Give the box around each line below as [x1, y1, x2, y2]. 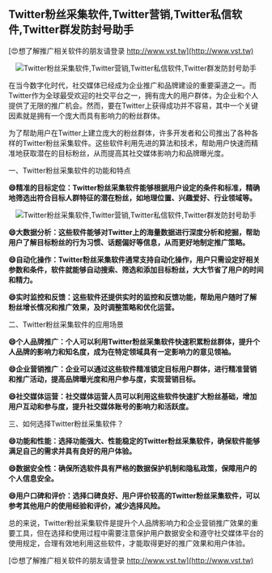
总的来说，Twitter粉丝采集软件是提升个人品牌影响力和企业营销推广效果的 [8, 518, 252, 528]
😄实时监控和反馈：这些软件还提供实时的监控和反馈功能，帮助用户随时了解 [8, 292, 257, 301]
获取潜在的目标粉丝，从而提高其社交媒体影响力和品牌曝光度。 [22, 148, 228, 158]
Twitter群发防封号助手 [23, 23, 134, 36]
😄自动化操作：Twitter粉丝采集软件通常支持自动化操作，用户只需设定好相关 [8, 254, 261, 264]
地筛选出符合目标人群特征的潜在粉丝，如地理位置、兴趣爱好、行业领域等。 [8, 193, 257, 203]
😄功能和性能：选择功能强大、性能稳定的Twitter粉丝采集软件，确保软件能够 [8, 436, 261, 446]
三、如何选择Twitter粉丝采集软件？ [8, 418, 124, 428]
